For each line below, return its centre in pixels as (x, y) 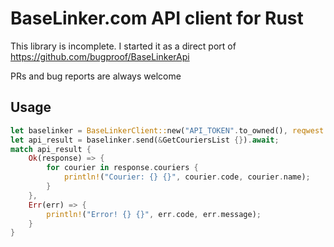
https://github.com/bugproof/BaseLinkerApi (100, 56)
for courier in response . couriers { (122, 168)
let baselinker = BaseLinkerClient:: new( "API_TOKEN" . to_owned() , (149, 130)
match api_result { (51, 149)
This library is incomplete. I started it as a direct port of (123, 46)
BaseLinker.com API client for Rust (157, 18)
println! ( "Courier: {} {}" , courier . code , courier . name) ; (187, 177)
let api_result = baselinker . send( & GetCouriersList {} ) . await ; (145, 140)
